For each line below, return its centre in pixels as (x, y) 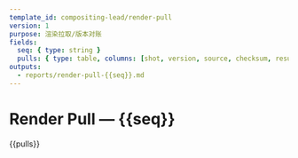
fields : (24, 42)
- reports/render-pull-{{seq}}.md (81, 75)
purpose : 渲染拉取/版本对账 (55, 34)
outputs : (25, 67)
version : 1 (29, 26)
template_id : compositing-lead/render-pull (91, 17)
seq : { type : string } (59, 51)
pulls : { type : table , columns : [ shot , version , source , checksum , (145, 59)
